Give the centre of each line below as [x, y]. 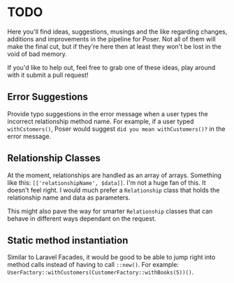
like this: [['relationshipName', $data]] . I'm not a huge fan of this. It [107, 182]
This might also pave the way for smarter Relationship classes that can [110, 211]
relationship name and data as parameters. [69, 198]
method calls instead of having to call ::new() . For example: [93, 265]
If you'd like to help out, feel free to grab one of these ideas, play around [111, 67]
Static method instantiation [68, 240]
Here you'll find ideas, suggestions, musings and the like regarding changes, [117, 32]
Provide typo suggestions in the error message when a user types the [108, 113]
